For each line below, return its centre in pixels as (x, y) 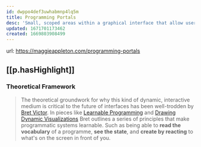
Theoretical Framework (41, 87)
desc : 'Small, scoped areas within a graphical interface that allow (95, 23)
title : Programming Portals (41, 17)
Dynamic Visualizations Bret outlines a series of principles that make (105, 119)
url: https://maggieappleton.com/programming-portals (73, 51)
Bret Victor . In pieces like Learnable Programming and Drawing (98, 112)
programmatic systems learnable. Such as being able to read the (101, 125)
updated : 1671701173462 (36, 28)
